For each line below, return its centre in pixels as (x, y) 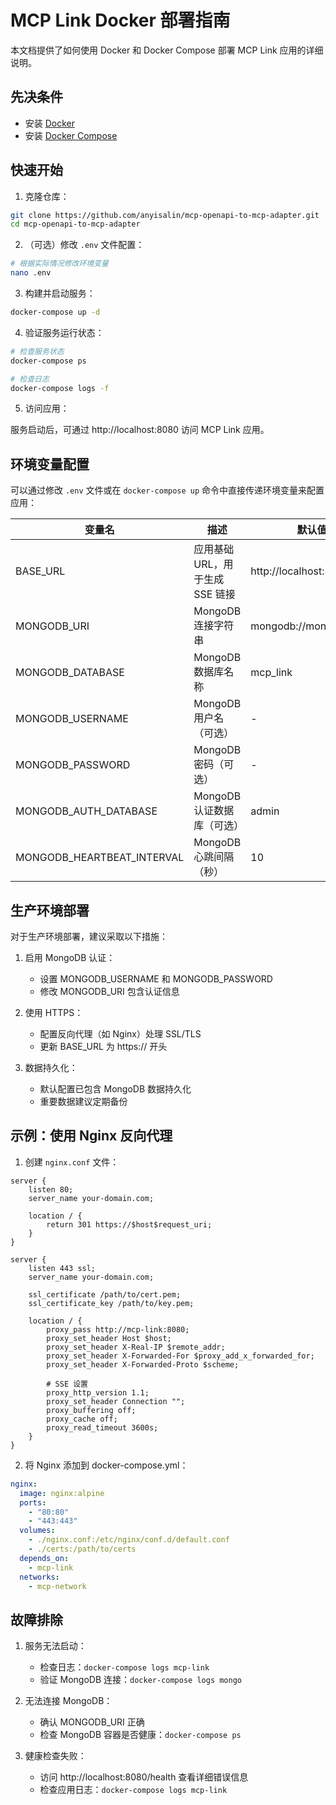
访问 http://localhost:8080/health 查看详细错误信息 (144, 1777)
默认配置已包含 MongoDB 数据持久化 (115, 1089)
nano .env (31, 273)
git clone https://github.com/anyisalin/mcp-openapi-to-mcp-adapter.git (165, 215)
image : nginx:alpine (62, 1493)
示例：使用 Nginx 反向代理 (91, 1136)
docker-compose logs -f (60, 388)
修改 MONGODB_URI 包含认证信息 (109, 992)
